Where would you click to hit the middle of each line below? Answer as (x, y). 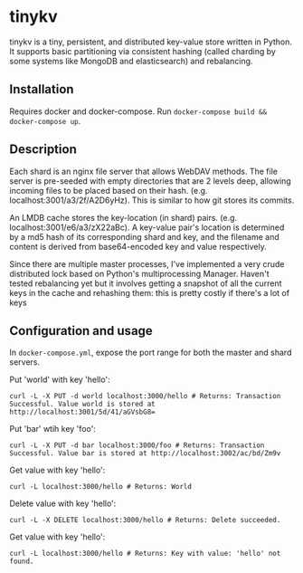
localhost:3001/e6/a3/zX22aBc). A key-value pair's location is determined (147, 227)
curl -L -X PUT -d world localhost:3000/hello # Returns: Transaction (145, 396)
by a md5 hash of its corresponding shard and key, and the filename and (144, 236)
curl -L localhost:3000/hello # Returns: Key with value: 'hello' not (145, 554)
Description (43, 150)
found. (22, 562)
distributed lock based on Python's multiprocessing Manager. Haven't (139, 273)
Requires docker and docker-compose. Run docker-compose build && (138, 111)
